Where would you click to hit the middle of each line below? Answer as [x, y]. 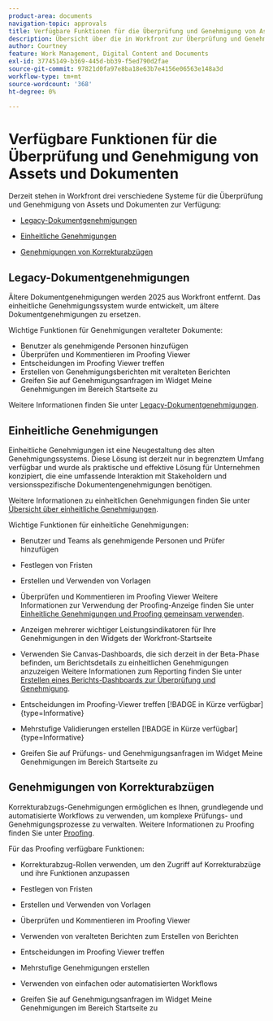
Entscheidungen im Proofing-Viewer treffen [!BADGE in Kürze [123, 704]
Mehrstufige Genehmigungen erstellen [85, 967]
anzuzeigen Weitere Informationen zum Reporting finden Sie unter [131, 671]
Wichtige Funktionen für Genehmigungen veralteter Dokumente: [116, 330]
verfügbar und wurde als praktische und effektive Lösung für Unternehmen [134, 467]
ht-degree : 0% [32, 92]
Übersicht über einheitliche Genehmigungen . [83, 508]
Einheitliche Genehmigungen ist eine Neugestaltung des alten [112, 450]
